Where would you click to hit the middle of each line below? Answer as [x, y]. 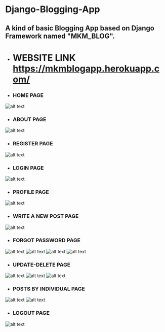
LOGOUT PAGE [31, 313]
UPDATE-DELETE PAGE [42, 264]
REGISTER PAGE [33, 144]
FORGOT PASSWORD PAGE [47, 241]
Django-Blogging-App [53, 9]
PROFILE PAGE [31, 192]
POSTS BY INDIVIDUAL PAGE [49, 289]
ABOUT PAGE [29, 119]
